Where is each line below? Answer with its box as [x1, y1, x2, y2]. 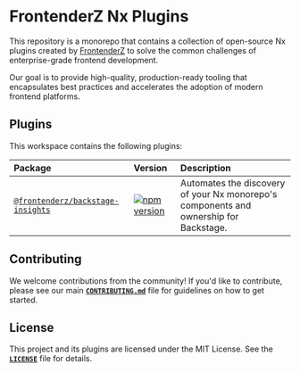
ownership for [179, 210, 239, 222]
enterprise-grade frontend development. [9, 54, 159, 65]
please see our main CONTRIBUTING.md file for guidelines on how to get [9, 285, 265, 295]
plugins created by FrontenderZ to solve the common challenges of [9, 45, 257, 55]
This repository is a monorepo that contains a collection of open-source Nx [9, 36, 286, 46]
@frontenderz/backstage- [13, 195, 120, 206]
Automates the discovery [179, 177, 286, 189]
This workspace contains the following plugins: [9, 140, 183, 151]
